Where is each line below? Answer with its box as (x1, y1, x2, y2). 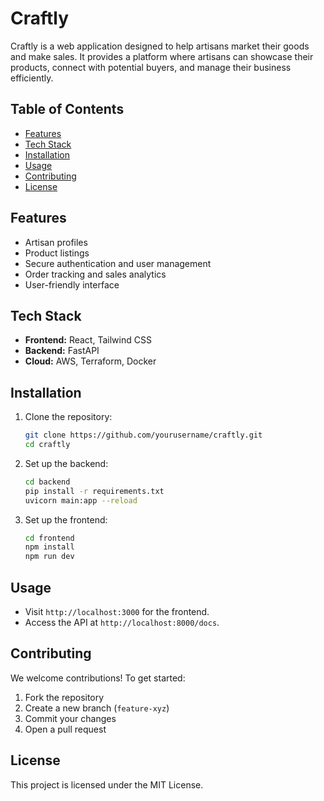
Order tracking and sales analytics (24, 268, 167, 280)
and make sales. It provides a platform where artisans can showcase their (10, 50, 314, 62)
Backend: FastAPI (24, 345, 100, 357)
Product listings (24, 247, 90, 259)
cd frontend (24, 533, 75, 543)
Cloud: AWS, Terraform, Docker (24, 355, 157, 367)
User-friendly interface (24, 278, 120, 291)
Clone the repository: (24, 411, 113, 423)
